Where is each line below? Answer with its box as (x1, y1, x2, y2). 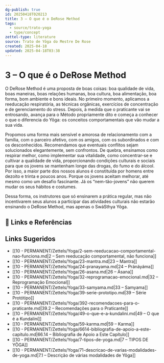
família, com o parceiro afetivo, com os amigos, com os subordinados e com (5, 137, 159, 143)
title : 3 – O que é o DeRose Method (5, 16, 80, 21)
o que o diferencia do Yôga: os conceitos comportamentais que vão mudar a (5, 117, 160, 123)
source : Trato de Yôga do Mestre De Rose (5, 39, 91, 44)
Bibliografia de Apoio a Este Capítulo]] (52, 331, 130, 337)
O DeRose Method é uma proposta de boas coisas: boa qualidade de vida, (5, 85, 155, 91)
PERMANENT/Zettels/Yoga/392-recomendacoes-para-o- (24, 300, 140, 306)
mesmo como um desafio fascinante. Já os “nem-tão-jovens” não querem (5, 179, 155, 185)
